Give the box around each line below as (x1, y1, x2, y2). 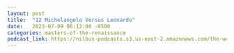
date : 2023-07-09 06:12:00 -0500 (7, 23, 111, 30)
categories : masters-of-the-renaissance (7, 29, 127, 36)
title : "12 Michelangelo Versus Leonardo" (7, 17, 136, 23)
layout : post (7, 10, 45, 17)
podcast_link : (7, 36, 49, 43)
